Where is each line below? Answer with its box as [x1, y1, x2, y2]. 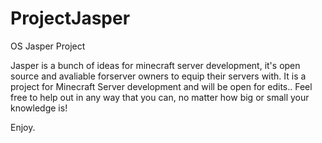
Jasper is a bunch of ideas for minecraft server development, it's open [10, 59, 301, 71]
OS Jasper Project [10, 40, 86, 52]
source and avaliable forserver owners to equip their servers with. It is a [10, 70, 307, 82]
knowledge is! [10, 102, 68, 114]
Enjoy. [10, 121, 36, 133]
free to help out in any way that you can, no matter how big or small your [10, 91, 310, 103]
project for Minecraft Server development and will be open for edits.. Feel [10, 80, 313, 92]
